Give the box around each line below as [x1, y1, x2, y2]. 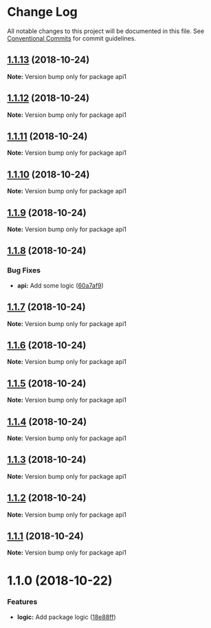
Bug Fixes [7, 266, 41, 275]
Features [7, 597, 38, 607]
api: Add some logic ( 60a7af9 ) [16, 281, 104, 290]
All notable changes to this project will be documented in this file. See [7, 27, 205, 35]
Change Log [7, 4, 78, 20]
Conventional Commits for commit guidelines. [7, 34, 136, 42]
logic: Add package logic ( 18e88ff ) [16, 613, 116, 621]
